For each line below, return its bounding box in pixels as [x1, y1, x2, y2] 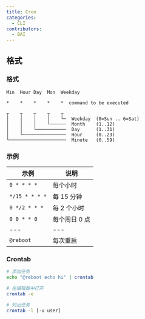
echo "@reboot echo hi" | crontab [6, 274, 94, 281]
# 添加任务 [6, 269, 30, 275]
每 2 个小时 [52, 204, 85, 212]
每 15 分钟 [52, 192, 83, 201]
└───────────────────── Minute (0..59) [6, 137, 115, 143]
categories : [6, 15, 36, 21]
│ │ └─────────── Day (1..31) [6, 126, 115, 132]
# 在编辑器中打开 [6, 286, 44, 292]
